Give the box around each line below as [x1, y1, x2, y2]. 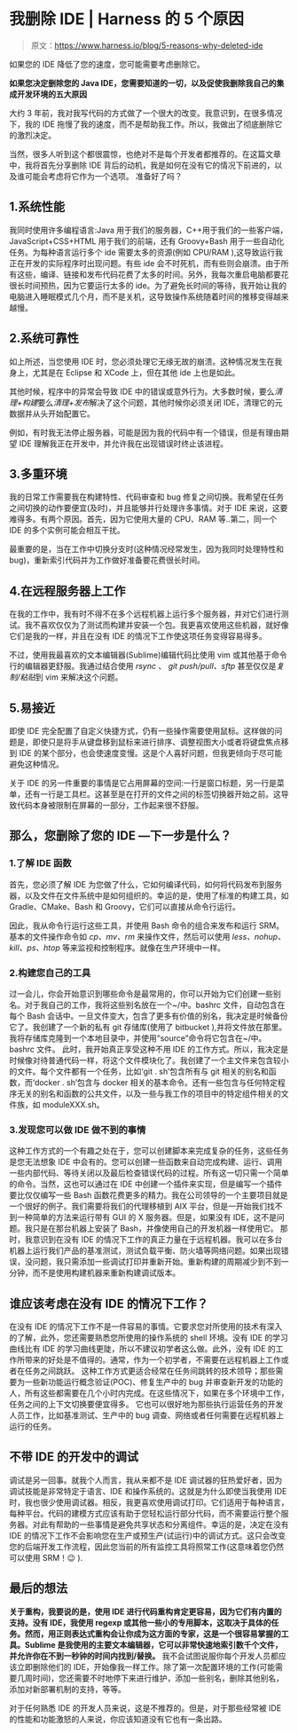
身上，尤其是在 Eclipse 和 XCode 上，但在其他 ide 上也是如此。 [9, 366, 240, 378]
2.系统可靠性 [9, 331, 80, 346]
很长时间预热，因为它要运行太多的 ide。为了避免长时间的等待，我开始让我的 [9, 280, 287, 290]
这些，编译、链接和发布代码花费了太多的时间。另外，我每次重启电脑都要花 [16, 269, 289, 280]
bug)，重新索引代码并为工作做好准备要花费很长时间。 [9, 555, 206, 565]
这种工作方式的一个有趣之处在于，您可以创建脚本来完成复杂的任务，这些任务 [9, 1146, 289, 1156]
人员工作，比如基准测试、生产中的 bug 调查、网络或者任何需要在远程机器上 [9, 1410, 285, 1421]
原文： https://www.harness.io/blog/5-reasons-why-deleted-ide [30, 40, 263, 51]
